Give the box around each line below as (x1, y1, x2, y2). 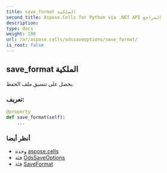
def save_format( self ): (6, 114, 66, 120)
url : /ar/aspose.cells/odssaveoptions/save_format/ (6, 37, 138, 43)
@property (6, 108, 31, 114)
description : (6, 20, 39, 26)
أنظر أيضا (6, 134, 31, 142)
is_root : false (6, 43, 44, 48)
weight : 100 (6, 31, 36, 37)
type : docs (6, 25, 34, 32)
